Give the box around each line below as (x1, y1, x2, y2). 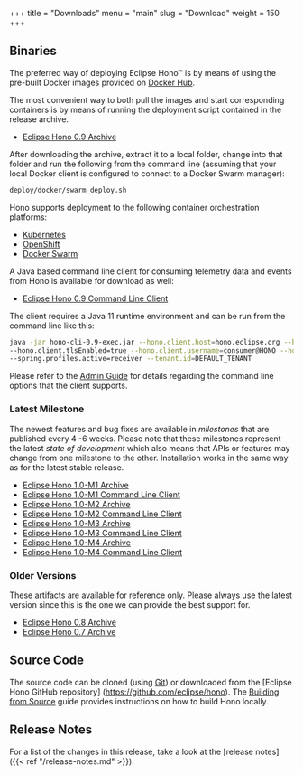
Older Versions (9, 569, 77, 581)
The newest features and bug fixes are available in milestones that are (9, 423, 270, 434)
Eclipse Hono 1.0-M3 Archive (22, 517, 131, 528)
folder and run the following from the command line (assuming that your (9, 158, 277, 169)
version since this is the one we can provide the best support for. (9, 599, 251, 610)
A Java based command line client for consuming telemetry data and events (9, 266, 292, 277)
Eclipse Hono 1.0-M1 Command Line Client (22, 488, 180, 500)
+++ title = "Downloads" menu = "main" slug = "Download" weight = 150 (9, 8, 280, 18)
